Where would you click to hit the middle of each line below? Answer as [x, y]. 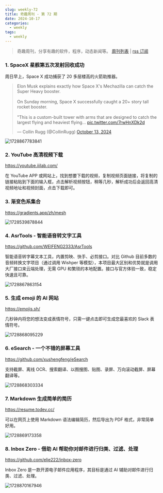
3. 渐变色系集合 [23, 201]
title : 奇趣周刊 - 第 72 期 [31, 14]
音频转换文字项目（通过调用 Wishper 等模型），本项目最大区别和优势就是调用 [81, 263]
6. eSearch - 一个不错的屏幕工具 [43, 348]
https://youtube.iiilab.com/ [32, 165]
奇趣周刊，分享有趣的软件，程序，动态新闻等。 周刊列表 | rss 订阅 [83, 51]
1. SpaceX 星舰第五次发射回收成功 [45, 65]
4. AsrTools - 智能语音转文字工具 [43, 236]
